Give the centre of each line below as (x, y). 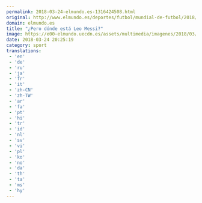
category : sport (26, 46)
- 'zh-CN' (21, 90)
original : (19, 17)
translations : (24, 51)
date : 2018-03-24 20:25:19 (40, 40)
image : (14, 34)
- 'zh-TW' (21, 95)
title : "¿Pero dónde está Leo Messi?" (55, 29)
